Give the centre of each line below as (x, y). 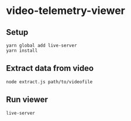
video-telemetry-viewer (66, 11)
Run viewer (27, 100)
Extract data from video (50, 68)
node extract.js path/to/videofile (49, 82)
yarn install (22, 51)
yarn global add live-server (42, 45)
